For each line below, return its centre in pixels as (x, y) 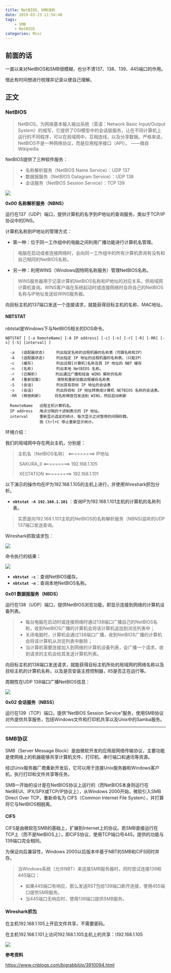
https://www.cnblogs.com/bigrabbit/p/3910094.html (60, 965)
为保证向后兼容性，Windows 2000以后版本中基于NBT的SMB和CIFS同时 (80, 852)
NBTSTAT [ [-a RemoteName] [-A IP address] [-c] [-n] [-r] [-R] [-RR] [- (85, 338)
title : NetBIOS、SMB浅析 (31, 10)
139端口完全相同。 (25, 841)
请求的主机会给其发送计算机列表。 (66, 653)
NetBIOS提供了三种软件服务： (36, 159)
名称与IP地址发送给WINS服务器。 (52, 294)
